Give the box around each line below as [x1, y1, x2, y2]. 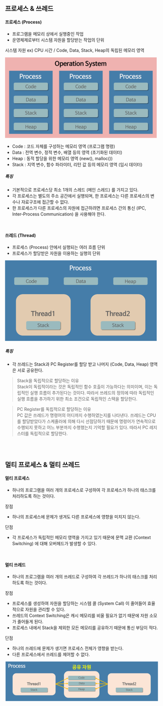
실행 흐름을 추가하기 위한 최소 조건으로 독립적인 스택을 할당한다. [16, 396, 137, 402]
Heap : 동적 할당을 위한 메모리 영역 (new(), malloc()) [12, 155, 113, 161]
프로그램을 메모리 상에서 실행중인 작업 [12, 31, 84, 36]
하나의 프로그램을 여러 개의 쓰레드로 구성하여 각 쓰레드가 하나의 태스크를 [12, 573, 148, 580]
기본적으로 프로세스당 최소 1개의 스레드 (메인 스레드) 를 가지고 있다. [12, 187, 139, 193]
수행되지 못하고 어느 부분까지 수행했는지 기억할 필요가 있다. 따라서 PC [16, 424, 148, 430]
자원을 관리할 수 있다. [25, 606, 65, 612]
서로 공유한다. [17, 367, 44, 373]
